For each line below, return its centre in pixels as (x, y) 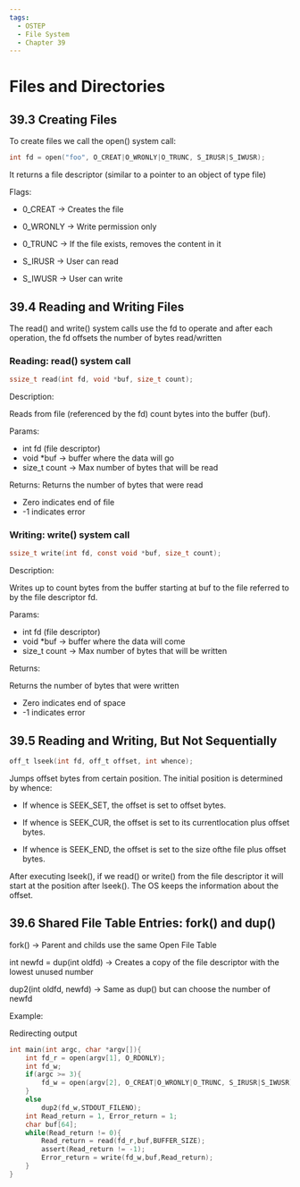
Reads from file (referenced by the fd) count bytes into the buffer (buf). (140, 414)
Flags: (21, 192)
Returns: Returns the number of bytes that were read (106, 485)
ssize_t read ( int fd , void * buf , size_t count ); (101, 380)
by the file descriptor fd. (54, 598)
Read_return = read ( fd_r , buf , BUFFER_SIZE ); (123, 1141)
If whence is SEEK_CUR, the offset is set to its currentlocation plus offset (156, 822)
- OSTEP (32, 26)
